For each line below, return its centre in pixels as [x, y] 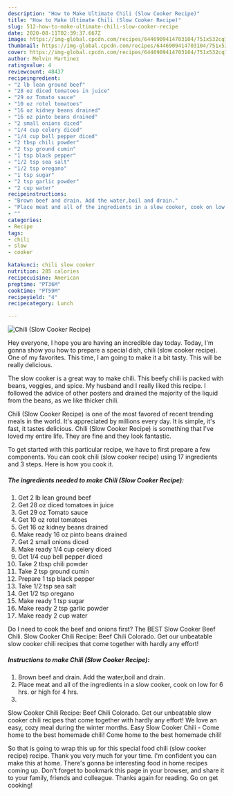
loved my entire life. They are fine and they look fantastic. [90, 436]
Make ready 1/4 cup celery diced [65, 550]
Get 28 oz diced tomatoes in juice [66, 505]
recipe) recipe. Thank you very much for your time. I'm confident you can [112, 756]
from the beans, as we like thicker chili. [64, 400]
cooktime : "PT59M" [34, 291]
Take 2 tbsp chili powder [53, 564]
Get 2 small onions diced [53, 542]
